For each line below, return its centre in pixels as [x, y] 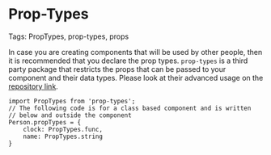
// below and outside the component [70, 115]
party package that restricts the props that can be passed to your [117, 69]
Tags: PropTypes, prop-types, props [69, 36]
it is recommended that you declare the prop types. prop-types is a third [128, 61]
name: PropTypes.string [63, 136]
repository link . [33, 86]
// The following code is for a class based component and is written [130, 108]
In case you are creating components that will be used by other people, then [135, 52]
